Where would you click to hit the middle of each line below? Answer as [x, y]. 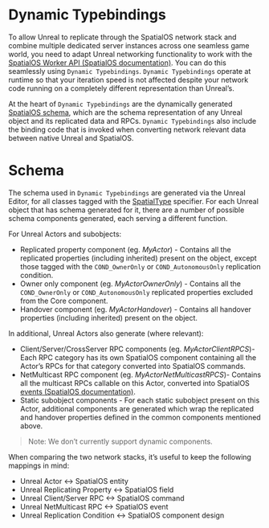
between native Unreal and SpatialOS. [71, 137]
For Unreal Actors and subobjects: [65, 234]
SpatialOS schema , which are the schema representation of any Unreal [125, 112]
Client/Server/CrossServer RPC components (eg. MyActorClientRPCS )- [137, 349]
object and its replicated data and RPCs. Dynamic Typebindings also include [132, 121]
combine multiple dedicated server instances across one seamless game [129, 45]
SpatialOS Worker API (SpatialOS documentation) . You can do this [117, 63]
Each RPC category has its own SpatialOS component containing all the [138, 357]
